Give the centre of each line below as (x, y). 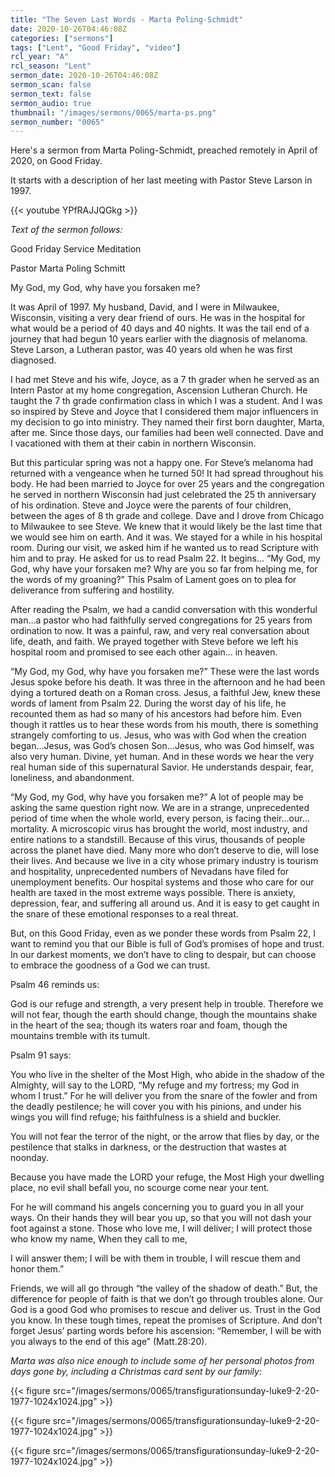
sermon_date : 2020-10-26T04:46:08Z (84, 76)
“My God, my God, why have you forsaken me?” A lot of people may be (157, 797)
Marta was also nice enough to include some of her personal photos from (162, 1361)
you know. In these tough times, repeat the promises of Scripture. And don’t (166, 1320)
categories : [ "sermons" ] (62, 38)
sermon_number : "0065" (57, 122)
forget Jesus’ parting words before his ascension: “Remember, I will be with (166, 1331)
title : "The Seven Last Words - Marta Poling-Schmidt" (127, 19)
